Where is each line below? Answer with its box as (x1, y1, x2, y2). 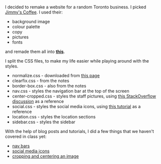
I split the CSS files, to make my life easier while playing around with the (5, 58, 149, 64)
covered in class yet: (5, 133, 47, 139)
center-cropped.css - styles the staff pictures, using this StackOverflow (12, 93, 157, 99)
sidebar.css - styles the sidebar (12, 119, 75, 125)
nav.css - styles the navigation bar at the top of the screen (12, 88, 130, 94)
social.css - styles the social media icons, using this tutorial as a (12, 104, 141, 109)
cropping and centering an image (12, 153, 79, 159)
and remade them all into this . (5, 49, 65, 54)
